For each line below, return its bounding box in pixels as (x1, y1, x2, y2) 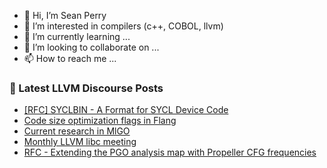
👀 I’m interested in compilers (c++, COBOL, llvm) (23, 20, 224, 32)
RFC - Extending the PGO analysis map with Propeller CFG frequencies (23, 146, 317, 159)
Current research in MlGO (23, 125, 131, 137)
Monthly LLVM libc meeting (23, 136, 137, 148)
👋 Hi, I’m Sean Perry (23, 10, 107, 21)
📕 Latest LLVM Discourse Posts (9, 81, 164, 95)
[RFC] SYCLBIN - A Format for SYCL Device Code (23, 104, 229, 116)
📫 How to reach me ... (23, 53, 117, 64)
